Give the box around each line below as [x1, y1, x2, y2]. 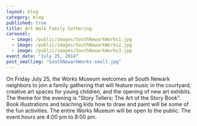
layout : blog [6, 8, 39, 15]
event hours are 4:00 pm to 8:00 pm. [6, 113, 97, 120]
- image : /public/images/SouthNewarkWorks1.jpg [11, 36, 133, 42]
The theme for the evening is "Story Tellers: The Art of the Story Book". [6, 94, 181, 102]
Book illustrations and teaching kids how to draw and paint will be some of [6, 100, 189, 107]
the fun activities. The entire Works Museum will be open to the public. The [6, 107, 191, 114]
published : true [6, 20, 47, 26]
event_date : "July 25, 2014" [6, 53, 79, 59]
